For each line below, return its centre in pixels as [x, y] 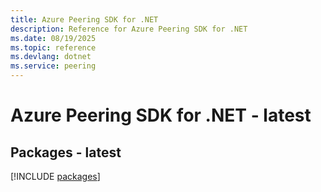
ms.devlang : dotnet [51, 57]
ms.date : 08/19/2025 [53, 38]
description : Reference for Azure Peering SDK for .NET [129, 29]
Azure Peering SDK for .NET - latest [161, 115]
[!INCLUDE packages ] [55, 176]
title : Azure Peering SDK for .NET [84, 19]
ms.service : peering [53, 66]
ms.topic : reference [53, 47]
